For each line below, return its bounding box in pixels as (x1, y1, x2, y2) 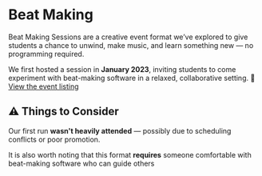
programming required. (8, 49, 85, 58)
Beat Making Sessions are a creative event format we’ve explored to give (8, 32, 248, 42)
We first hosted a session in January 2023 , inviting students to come (8, 64, 236, 74)
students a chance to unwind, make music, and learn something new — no (8, 40, 254, 50)
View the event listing (8, 82, 79, 91)
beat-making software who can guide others (8, 158, 155, 168)
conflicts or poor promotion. (8, 134, 101, 144)
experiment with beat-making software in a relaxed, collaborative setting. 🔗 (8, 73, 256, 82)
